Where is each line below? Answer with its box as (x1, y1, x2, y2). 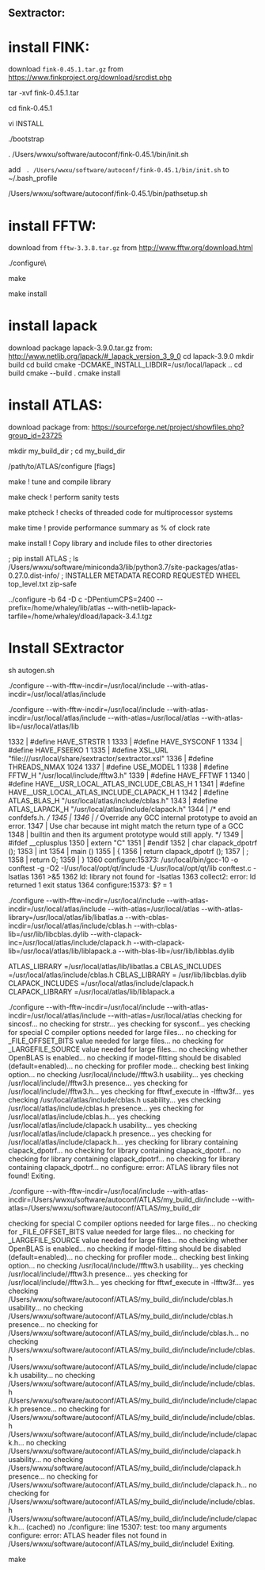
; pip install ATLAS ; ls (8, 554, 79, 564)
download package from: (8, 422, 90, 432)
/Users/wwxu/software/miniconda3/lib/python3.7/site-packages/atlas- (8, 563, 239, 572)
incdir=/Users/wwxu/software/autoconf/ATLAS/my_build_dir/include (8, 1195, 230, 1205)
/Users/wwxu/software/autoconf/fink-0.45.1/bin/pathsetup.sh (8, 189, 208, 198)
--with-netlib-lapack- (107, 603, 176, 613)
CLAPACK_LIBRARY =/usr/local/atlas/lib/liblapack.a (8, 987, 176, 997)
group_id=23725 (8, 431, 62, 441)
